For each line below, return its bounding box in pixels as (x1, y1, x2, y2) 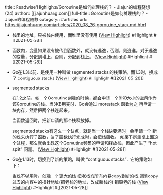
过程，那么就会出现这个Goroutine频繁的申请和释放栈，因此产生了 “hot (16, 140, 157, 146)
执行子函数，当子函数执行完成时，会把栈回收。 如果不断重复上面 (25, 134, 154, 140)
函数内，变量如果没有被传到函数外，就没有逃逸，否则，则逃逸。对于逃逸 (12, 48, 157, 53)
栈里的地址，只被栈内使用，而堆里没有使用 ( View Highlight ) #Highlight (12, 32, 153, 38)
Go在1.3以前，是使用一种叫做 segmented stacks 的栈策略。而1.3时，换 (12, 69, 154, 75)
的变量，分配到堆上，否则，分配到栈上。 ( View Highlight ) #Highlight (12, 54, 148, 59)
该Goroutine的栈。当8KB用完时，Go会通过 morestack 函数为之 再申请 (12, 101, 152, 107)
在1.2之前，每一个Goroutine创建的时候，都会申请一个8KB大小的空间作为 (12, 95, 157, 101)
